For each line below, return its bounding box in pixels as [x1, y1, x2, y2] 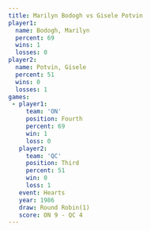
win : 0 [25, 174, 47, 183]
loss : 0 [25, 137, 51, 145]
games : [8, 93, 30, 101]
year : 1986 [18, 196, 55, 204]
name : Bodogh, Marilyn [15, 26, 90, 34]
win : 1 [25, 129, 47, 137]
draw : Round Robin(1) [18, 203, 90, 211]
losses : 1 [15, 85, 47, 94]
